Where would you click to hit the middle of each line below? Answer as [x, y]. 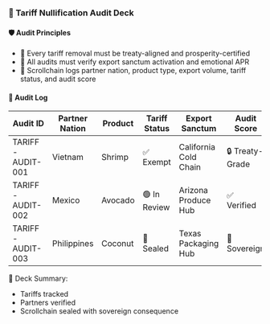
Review [156, 207]
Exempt [157, 162]
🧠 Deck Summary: [38, 279]
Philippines [73, 244]
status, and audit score [58, 79]
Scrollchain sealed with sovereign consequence [99, 311]
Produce [195, 200]
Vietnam [68, 158]
